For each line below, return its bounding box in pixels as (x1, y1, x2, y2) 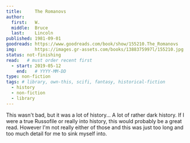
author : (6, 14, 25, 20)
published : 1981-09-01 (6, 36, 61, 41)
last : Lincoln (11, 30, 54, 36)
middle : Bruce (11, 25, 48, 31)
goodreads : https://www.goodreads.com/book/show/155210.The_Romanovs (6, 41, 179, 47)
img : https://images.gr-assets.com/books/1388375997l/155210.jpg (6, 47, 184, 53)
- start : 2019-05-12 (11, 62, 61, 69)
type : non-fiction (6, 74, 51, 79)
